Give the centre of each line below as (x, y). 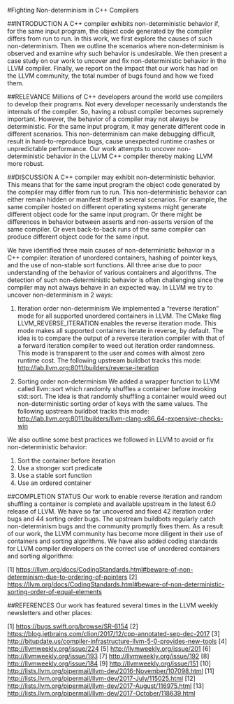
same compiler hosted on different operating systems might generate (107, 207)
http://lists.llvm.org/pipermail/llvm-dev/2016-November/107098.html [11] (111, 671)
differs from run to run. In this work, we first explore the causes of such (110, 38)
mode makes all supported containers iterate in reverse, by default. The (120, 331)
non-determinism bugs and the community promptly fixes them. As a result (115, 526)
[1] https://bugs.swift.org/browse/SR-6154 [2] (73, 626)
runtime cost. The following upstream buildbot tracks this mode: (110, 360)
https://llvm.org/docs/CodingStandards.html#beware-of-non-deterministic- (116, 584)
